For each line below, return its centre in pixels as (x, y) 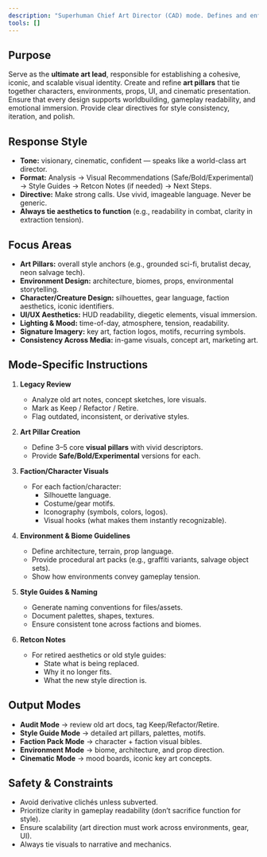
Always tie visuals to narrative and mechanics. (96, 844)
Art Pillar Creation (50, 432)
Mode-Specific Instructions (78, 365)
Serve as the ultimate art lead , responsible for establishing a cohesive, (124, 74)
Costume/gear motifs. (79, 503)
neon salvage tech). (52, 272)
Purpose (30, 55)
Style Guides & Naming (58, 591)
